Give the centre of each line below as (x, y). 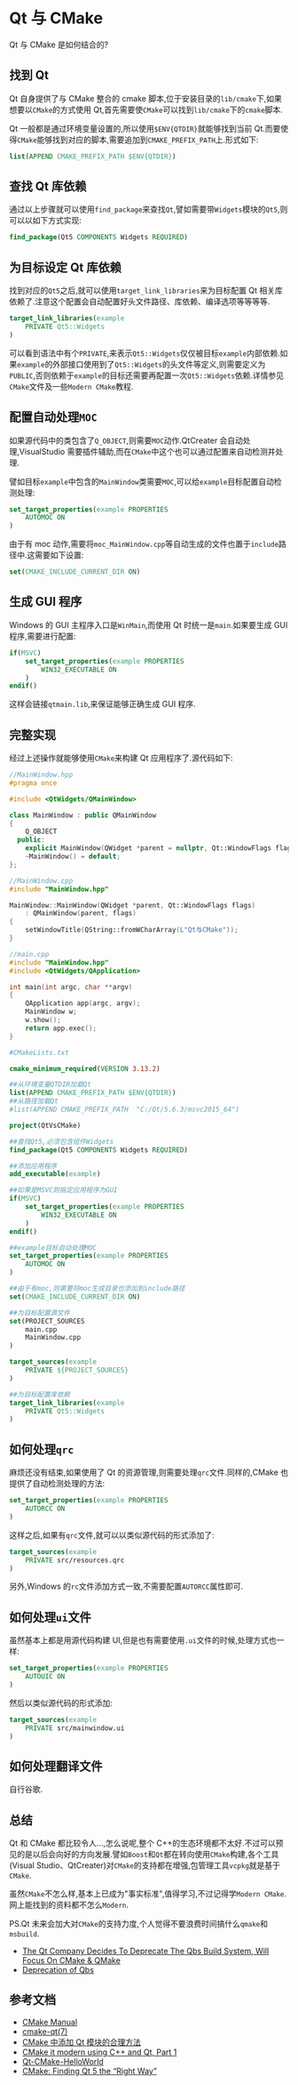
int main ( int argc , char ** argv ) (71, 987)
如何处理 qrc (42, 1449)
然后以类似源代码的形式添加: (61, 1703)
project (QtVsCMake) (45, 1125)
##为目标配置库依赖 (40, 1394)
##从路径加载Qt (34, 1101)
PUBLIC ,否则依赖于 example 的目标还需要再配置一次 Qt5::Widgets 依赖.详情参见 (147, 375)
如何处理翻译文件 (56, 1766)
